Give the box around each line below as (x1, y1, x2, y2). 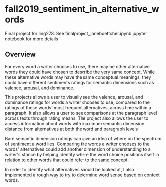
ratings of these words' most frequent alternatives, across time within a (5, 104, 152, 110)
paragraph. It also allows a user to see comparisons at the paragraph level (5, 110, 157, 116)
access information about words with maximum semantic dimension (5, 120, 145, 126)
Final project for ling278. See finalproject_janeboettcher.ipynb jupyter (5, 30, 147, 36)
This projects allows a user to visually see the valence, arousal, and (5, 94, 143, 100)
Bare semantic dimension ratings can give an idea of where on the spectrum (5, 135, 162, 141)
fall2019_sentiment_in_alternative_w (5, 3, 159, 15)
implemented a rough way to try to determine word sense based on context (5, 172, 160, 178)
